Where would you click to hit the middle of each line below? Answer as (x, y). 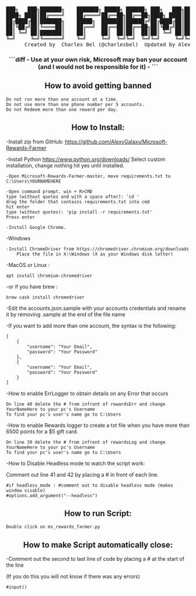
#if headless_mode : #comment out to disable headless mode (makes (90, 485)
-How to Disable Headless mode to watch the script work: (76, 463)
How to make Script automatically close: (98, 545)
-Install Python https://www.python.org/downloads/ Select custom (86, 159)
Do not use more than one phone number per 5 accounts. (75, 104)
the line (15, 565)
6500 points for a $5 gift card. (42, 431)
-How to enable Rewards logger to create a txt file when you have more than (98, 425)
